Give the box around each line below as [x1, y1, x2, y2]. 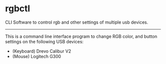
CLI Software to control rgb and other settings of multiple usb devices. [5, 19, 148, 25]
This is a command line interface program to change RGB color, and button [5, 33, 158, 39]
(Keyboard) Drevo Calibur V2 [12, 48, 72, 54]
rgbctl [5, 3, 31, 14]
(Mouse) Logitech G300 [12, 53, 61, 59]
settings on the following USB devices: [5, 38, 84, 44]
